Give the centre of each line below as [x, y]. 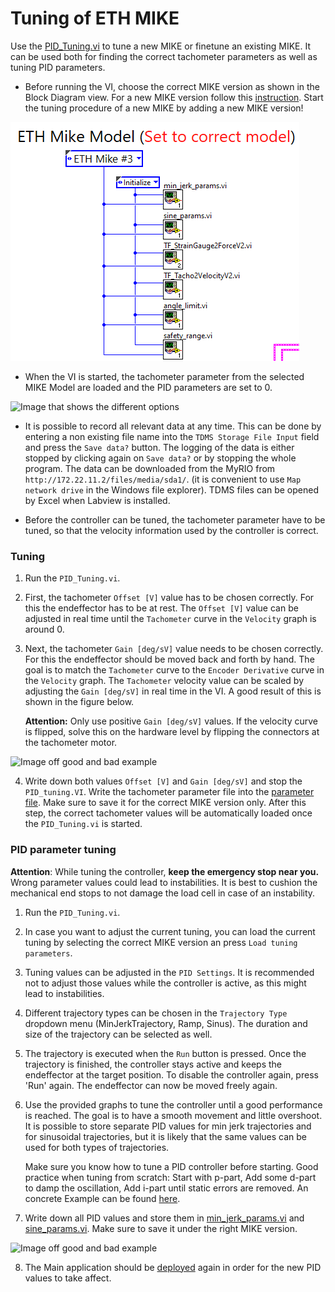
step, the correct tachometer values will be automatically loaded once [168, 813]
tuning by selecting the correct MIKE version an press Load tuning [161, 942]
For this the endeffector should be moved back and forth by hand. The [169, 659]
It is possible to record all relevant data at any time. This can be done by [173, 426]
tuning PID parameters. [58, 67]
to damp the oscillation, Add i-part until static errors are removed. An [166, 1188]
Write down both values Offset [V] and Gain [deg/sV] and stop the [163, 781]
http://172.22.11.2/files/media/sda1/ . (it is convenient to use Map [163, 479]
